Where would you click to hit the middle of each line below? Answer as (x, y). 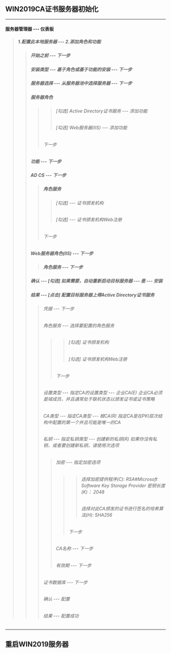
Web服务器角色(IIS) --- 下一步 (62, 253)
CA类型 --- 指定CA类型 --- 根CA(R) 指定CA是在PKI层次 (101, 416)
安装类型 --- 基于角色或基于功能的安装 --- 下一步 (81, 69)
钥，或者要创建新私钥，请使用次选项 (81, 446)
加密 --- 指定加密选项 (78, 462)
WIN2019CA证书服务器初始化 (52, 9)
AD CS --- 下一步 (48, 175)
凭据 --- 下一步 (59, 309)
